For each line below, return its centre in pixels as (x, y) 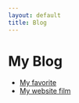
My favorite (38, 83)
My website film (45, 91)
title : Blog (27, 23)
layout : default (34, 15)
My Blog (35, 61)
